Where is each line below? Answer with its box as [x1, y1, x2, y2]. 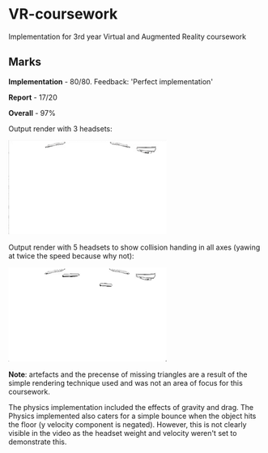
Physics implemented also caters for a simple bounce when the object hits [8, 411, 257, 421]
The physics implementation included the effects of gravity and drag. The [8, 402, 253, 412]
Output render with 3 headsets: [8, 123, 113, 134]
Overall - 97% [8, 108, 56, 118]
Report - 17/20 [8, 92, 58, 102]
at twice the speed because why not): [8, 250, 135, 260]
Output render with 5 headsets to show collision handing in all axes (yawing [8, 242, 261, 252]
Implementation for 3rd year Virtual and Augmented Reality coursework [8, 32, 247, 41]
